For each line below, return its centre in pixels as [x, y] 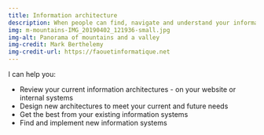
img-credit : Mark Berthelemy [56, 45]
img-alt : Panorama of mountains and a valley [84, 37]
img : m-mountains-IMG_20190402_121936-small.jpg [89, 30]
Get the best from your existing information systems [104, 114]
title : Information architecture [63, 15]
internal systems [46, 98]
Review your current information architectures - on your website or [128, 89]
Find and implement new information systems [93, 123]
